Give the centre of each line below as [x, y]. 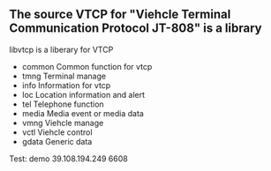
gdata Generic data [57, 141]
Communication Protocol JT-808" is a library [135, 29]
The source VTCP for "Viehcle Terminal [120, 15]
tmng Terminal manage [64, 76]
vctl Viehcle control [57, 132]
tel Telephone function [63, 104]
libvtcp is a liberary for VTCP [61, 49]
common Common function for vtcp [87, 66]
